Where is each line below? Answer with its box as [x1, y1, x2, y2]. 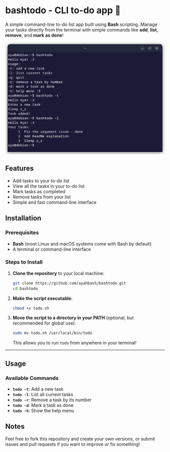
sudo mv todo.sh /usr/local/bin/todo [12, 331, 93, 336]
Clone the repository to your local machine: [12, 270, 105, 276]
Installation [5, 214, 41, 223]
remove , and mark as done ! [5, 32, 64, 38]
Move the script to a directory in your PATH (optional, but [12, 315, 134, 321]
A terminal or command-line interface [12, 246, 91, 252]
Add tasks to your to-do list [12, 178, 70, 184]
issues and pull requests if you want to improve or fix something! [5, 441, 140, 447]
